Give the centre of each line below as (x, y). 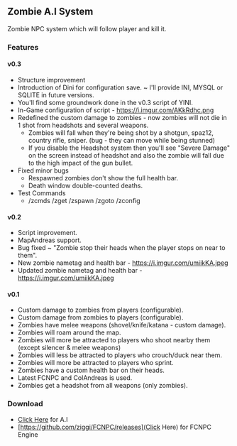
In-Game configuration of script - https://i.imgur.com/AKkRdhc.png (116, 110)
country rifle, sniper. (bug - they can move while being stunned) (121, 140)
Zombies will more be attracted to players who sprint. (95, 363)
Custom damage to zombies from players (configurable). (100, 310)
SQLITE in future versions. (56, 94)
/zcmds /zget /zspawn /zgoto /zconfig (84, 200)
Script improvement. (48, 233)
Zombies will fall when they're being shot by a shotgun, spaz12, (121, 132)
